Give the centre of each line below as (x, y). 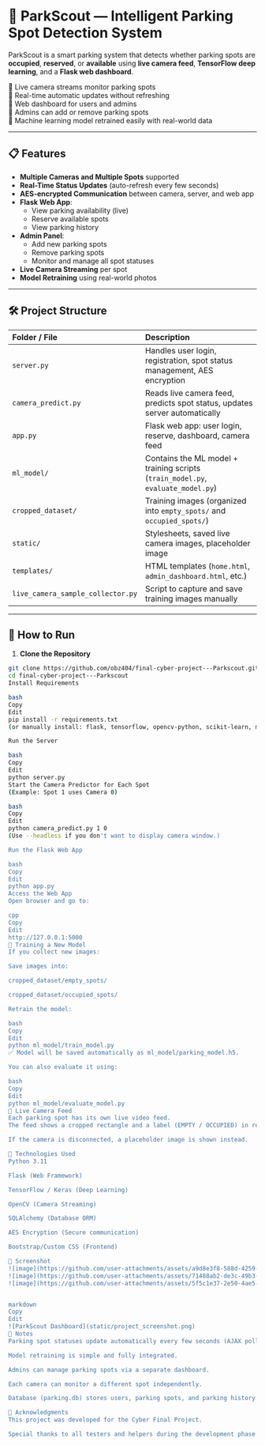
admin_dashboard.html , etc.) (196, 576)
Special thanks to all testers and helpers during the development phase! (134, 1434)
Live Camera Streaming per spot (73, 269)
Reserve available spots (70, 219)
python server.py (37, 777)
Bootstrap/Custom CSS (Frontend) (63, 1247)
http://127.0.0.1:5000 (45, 937)
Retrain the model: (40, 1009)
